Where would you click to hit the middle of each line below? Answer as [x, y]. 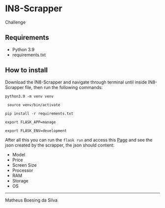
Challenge [15, 22]
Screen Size [24, 165]
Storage [20, 180]
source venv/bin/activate [34, 105]
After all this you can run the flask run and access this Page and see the [79, 140]
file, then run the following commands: [64, 87]
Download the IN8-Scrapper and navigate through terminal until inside [76, 82]
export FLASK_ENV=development [36, 131]
